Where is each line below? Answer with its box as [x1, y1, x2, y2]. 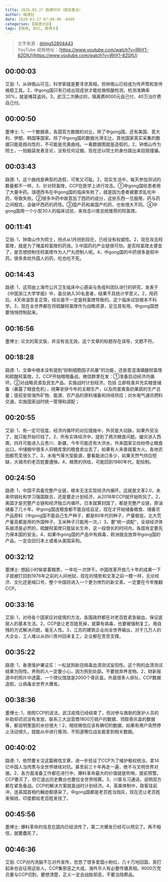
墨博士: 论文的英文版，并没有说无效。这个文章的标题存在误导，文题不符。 [5, 338, 156, 344]
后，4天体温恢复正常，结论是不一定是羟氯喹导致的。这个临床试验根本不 [5, 297, 153, 303]
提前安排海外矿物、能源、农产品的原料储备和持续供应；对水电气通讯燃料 [13, 392, 163, 398]
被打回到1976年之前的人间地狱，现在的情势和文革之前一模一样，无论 [13, 573, 155, 579]
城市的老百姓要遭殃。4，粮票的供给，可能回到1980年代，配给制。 [18, 458, 154, 465]
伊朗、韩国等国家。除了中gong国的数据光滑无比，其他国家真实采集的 [13, 135, 156, 141]
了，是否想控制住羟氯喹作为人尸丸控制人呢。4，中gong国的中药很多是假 [5, 249, 154, 255]
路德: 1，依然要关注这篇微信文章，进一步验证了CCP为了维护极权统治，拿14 [5, 757, 159, 763]
